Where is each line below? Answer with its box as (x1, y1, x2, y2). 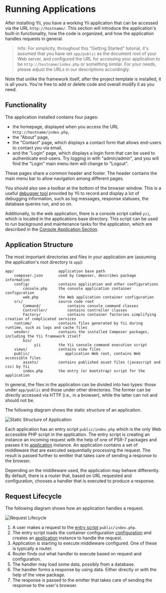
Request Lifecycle (5, 492, 62, 500)
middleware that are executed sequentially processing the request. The (5, 447, 151, 453)
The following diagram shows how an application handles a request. (5, 505, 144, 511)
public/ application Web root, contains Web (14, 351, 141, 356)
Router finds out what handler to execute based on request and (12, 551, 142, 557)
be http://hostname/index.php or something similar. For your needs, (17, 61, 157, 67)
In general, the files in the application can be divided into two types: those (5, 381, 156, 387)
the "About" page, (12, 134, 50, 140)
